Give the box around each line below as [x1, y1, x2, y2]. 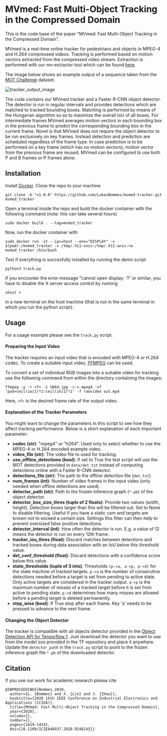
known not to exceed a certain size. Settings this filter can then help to [12, 515, 158, 521]
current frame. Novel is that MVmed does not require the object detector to [5, 128, 160, 134]
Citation [5, 664, 31, 672]
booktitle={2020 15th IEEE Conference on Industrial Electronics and [9, 695, 157, 701]
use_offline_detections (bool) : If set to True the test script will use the [12, 456, 158, 462]
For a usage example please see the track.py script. [5, 332, 113, 338]
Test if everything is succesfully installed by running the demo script [5, 257, 146, 263]
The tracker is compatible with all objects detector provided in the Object [5, 628, 155, 634]
